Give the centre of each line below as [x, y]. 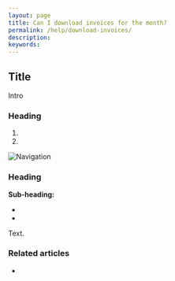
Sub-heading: [32, 194]
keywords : [24, 45]
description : [30, 37]
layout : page [30, 15]
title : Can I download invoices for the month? [88, 23]
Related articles [39, 253]
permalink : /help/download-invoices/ [70, 30]
